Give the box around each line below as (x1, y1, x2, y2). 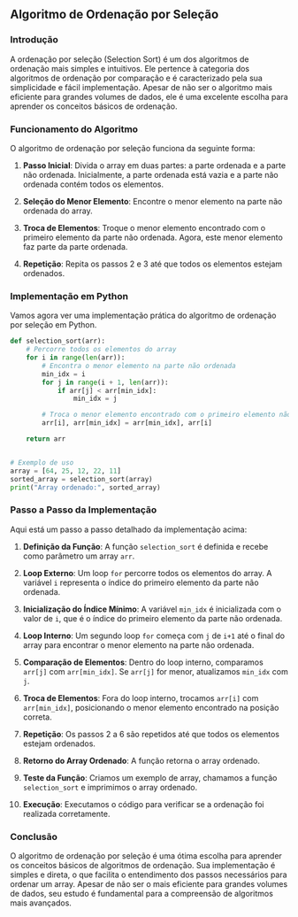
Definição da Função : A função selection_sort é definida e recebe (22, 541, 269, 551)
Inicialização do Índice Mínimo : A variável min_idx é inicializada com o (22, 604, 282, 614)
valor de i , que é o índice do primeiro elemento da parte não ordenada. (22, 613, 283, 623)
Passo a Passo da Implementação (10, 504, 157, 516)
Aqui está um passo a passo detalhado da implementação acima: (10, 524, 248, 535)
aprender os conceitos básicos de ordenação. (10, 101, 178, 112)
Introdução (10, 34, 58, 46)
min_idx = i (42, 369, 87, 379)
